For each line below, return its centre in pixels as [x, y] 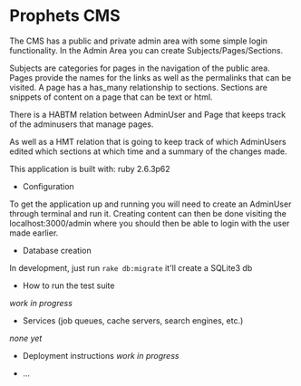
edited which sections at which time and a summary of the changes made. [148, 151]
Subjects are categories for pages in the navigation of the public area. [140, 68]
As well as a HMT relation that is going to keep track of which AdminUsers [148, 141]
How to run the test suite [68, 285]
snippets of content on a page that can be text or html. [111, 97]
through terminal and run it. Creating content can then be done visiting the [148, 213]
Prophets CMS [65, 16]
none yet [26, 338]
